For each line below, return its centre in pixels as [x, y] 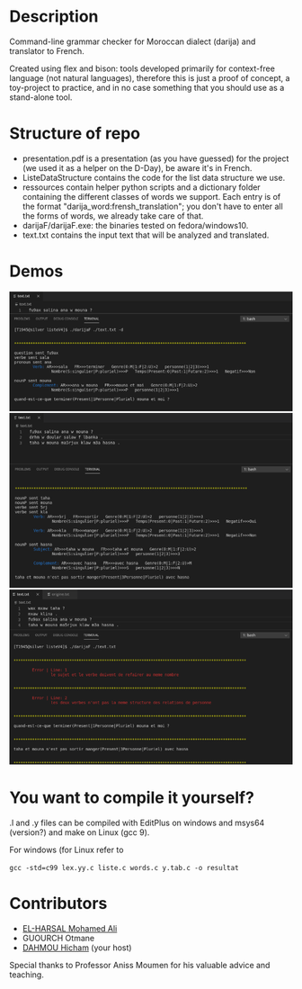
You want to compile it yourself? [132, 798]
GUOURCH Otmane [58, 939]
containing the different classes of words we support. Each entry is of [151, 196]
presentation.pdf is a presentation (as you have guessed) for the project [155, 158]
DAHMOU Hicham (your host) [77, 948]
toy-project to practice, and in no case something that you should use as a [147, 87]
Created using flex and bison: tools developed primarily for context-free [142, 68]
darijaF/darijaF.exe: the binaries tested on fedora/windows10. [135, 225]
